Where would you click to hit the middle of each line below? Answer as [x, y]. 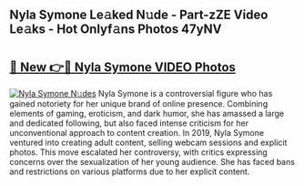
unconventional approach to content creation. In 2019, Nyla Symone [137, 133]
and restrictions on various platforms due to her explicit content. [130, 171]
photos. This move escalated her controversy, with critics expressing [139, 152]
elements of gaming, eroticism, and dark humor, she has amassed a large [147, 114]
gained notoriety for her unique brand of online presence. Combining [139, 103]
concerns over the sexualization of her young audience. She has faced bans [152, 162]
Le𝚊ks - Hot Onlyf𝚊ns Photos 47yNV [116, 30]
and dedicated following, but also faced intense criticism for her [129, 123]
